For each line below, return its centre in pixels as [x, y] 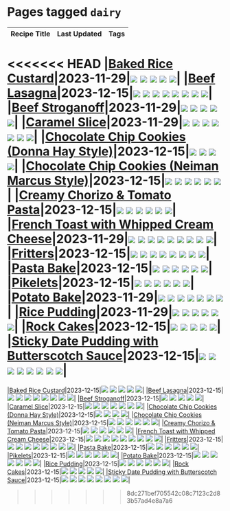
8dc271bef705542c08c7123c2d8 [174, 493]
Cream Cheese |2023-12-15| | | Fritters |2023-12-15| [115, 439]
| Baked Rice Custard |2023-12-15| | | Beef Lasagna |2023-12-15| [115, 390]
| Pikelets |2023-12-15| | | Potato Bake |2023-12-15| [100, 455]
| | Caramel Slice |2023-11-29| [99, 123]
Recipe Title [31, 34]
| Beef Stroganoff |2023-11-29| [94, 108]
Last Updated [80, 34]
